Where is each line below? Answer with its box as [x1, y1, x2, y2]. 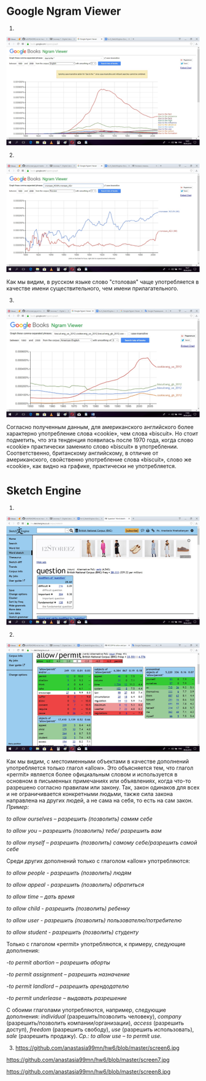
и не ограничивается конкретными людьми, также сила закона [6, 790, 174, 797]
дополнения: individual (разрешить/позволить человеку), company [6, 1012, 182, 1020]
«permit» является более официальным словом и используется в [6, 770, 178, 778]
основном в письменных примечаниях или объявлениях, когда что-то [6, 777, 191, 784]
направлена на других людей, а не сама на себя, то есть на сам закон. [6, 797, 193, 804]
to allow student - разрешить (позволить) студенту [6, 928, 139, 936]
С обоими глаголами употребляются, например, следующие [6, 1006, 167, 1014]
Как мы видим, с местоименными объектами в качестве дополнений [6, 757, 189, 765]
